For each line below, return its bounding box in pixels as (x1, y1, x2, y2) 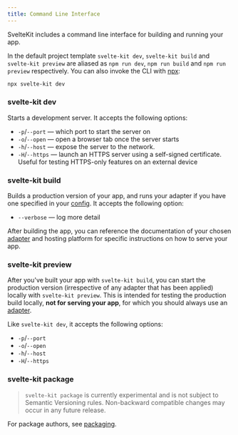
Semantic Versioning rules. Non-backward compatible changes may (24, 398, 226, 406)
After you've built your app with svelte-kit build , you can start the (7, 276, 206, 285)
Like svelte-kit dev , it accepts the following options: (7, 320, 163, 329)
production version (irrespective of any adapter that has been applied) (7, 283, 214, 292)
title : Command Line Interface (7, 10, 100, 18)
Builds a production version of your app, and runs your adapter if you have (7, 192, 227, 200)
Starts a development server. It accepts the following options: (7, 113, 188, 122)
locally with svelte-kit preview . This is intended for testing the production (7, 291, 227, 300)
